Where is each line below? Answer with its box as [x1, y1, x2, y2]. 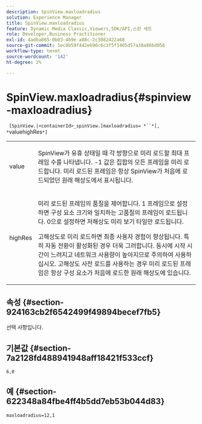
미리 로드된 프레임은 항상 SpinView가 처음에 [63, 167, 181, 175]
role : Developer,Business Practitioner [6, 31, 106, 37]
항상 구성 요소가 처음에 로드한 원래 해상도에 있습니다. [50, 269, 191, 277]
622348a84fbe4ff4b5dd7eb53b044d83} [6, 396, 165, 407]
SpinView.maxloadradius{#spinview [6, 90, 191, 104]
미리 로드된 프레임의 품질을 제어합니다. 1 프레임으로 [38, 199, 176, 208]
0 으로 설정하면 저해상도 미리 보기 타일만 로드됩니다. [46, 217, 185, 226]
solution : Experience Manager [6, 14, 82, 20]
